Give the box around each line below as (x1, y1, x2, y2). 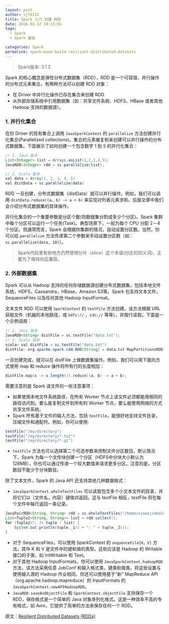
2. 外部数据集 (5, 270, 37, 277)
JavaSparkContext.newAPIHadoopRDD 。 (12, 583, 90, 590)
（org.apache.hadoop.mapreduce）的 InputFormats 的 (12, 577, 126, 583)
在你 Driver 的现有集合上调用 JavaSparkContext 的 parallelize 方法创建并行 (5, 130, 161, 136)
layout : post (5, 7, 33, 13)
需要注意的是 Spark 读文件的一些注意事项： (5, 383, 95, 389)
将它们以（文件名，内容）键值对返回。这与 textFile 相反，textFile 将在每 (12, 494, 161, 501)
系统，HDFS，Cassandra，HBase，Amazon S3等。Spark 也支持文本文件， (5, 288, 161, 295)
